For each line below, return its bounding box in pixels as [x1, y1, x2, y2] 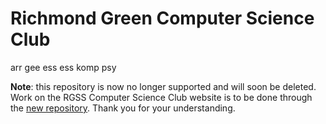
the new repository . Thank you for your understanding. [10, 102, 236, 114]
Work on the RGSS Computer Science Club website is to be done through [10, 91, 313, 103]
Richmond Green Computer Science [10, 7, 315, 30]
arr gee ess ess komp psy [10, 61, 117, 73]
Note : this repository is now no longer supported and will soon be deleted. [10, 80, 317, 92]
